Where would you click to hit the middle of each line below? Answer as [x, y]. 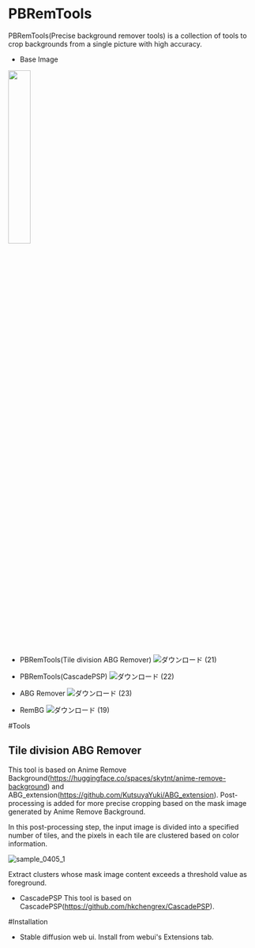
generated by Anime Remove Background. [77, 811]
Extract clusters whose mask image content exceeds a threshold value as [127, 874]
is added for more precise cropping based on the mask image [146, 803]
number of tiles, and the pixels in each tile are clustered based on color [124, 835]
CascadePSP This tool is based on [75, 897]
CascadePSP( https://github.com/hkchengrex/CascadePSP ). [117, 906]
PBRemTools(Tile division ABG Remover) [86, 659]
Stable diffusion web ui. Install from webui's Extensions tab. [117, 937]
